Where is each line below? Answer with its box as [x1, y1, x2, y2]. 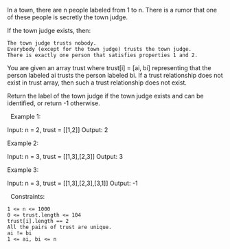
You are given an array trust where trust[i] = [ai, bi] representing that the [7, 64, 211, 72]
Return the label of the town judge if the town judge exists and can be [7, 92, 204, 100]
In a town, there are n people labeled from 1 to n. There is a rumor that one [7, 6, 218, 14]
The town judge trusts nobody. [7, 40, 97, 47]
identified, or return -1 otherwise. [7, 99, 101, 107]
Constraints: [10, 193, 45, 200]
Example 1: [10, 113, 41, 120]
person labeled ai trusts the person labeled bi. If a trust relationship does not [7, 72, 223, 79]
